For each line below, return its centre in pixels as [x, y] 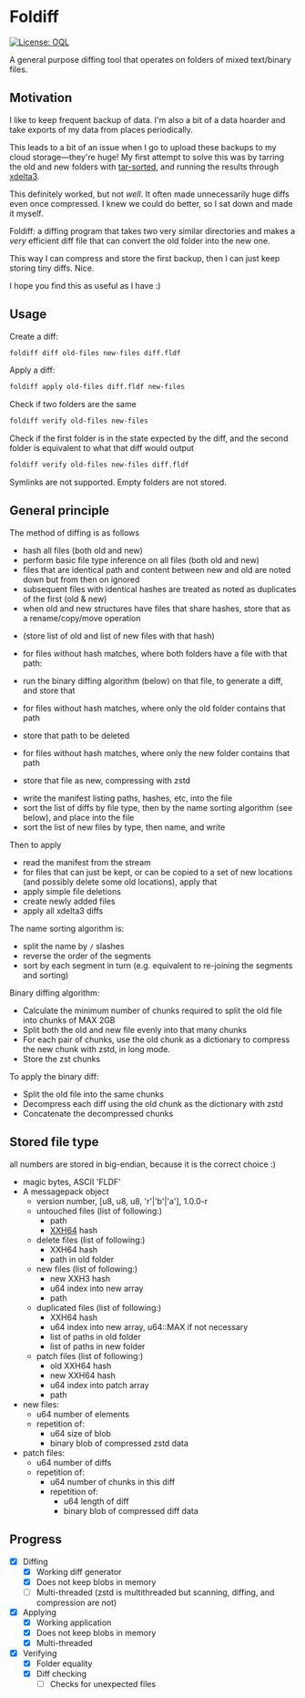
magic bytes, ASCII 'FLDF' [71, 1181]
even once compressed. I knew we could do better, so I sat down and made [151, 203]
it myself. [26, 213]
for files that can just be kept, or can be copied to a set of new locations [158, 872]
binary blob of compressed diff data [131, 1510]
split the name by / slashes [73, 946]
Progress [36, 1540]
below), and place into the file [78, 817]
